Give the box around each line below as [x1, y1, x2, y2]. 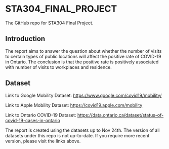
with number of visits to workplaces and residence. [5, 64, 112, 70]
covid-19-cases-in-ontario [5, 117, 61, 123]
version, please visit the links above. [5, 138, 81, 144]
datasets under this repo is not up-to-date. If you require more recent [5, 132, 150, 138]
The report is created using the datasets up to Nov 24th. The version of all [5, 127, 160, 133]
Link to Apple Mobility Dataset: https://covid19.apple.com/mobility [5, 102, 143, 108]
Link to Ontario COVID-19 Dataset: [5, 112, 76, 118]
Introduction [5, 34, 46, 43]
